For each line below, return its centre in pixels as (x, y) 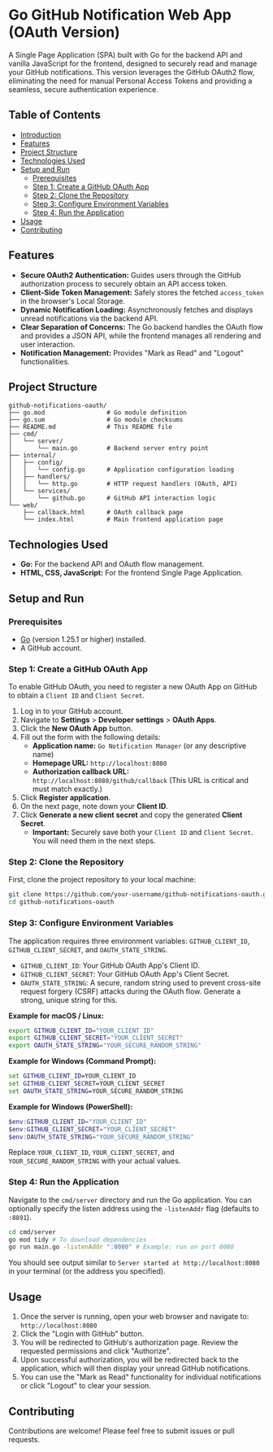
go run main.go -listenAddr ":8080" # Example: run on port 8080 (121, 1247)
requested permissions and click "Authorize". (95, 1351)
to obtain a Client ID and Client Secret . (76, 695)
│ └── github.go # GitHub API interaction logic (113, 498)
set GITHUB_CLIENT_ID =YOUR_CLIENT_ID (72, 1076)
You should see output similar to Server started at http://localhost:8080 (134, 1262)
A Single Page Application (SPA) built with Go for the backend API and (126, 55)
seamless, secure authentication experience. (83, 89)
